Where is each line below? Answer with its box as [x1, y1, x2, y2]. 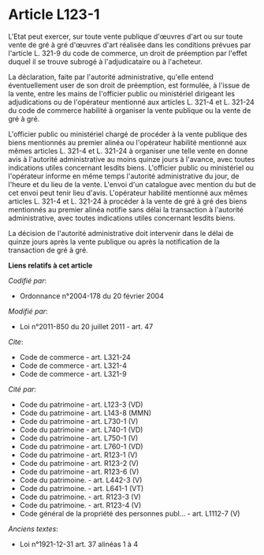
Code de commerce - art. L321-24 [19, 352, 132, 362]
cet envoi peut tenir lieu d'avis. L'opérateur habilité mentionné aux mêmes [8, 188, 248, 197]
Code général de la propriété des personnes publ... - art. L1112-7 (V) [19, 508, 240, 518]
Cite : [8, 337, 24, 347]
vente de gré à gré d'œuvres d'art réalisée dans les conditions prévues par [8, 39, 251, 49]
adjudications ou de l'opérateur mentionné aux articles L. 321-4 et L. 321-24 [8, 97, 255, 107]
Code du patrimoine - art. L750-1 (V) [19, 433, 139, 443]
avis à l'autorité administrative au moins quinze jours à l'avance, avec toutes [8, 154, 255, 163]
